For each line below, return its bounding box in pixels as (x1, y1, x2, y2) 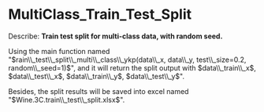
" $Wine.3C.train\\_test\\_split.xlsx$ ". (8, 95, 125, 104)
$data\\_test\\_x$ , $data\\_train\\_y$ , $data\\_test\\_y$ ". (8, 71, 185, 81)
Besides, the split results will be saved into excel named (8, 86, 189, 96)
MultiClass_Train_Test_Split (8, 5, 192, 23)
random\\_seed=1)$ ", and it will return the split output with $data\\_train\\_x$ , (8, 63, 256, 72)
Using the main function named (8, 46, 110, 56)
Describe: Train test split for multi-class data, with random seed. (8, 31, 223, 41)
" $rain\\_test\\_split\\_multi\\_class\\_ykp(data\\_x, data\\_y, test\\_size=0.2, (8, 55, 247, 64)
